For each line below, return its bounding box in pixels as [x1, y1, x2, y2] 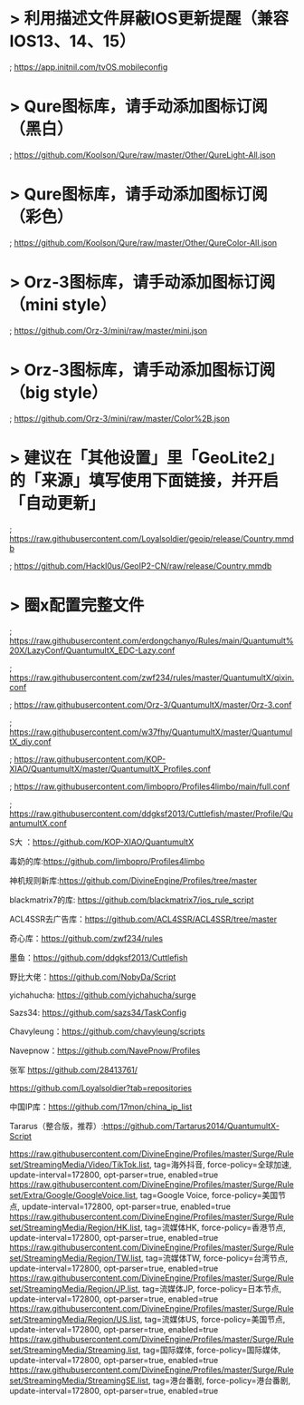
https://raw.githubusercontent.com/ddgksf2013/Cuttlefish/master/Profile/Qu [9, 808, 294, 819]
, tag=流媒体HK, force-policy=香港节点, [139, 1222, 287, 1233]
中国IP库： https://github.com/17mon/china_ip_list [9, 1101, 193, 1112]
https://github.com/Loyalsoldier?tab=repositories [9, 1082, 193, 1093]
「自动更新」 [9, 493, 106, 513]
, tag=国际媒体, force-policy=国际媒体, [138, 1344, 281, 1355]
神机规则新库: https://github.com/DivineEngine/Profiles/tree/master [9, 874, 258, 885]
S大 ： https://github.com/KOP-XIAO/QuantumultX [9, 836, 195, 847]
